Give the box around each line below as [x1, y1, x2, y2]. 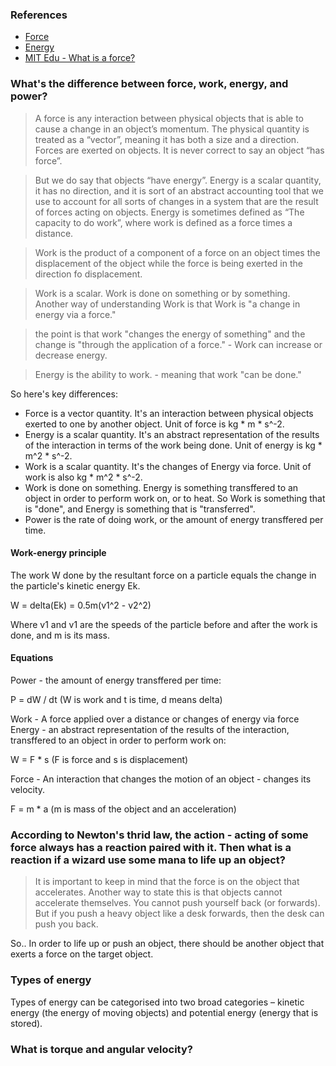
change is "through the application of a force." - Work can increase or [34, 338, 323, 350]
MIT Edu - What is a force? [24, 52, 136, 64]
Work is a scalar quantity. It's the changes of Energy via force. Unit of [24, 460, 312, 472]
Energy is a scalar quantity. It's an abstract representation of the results [24, 428, 320, 440]
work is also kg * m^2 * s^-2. [24, 471, 143, 483]
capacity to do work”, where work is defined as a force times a [34, 216, 293, 228]
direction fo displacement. [34, 268, 143, 280]
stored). [10, 1017, 43, 1029]
